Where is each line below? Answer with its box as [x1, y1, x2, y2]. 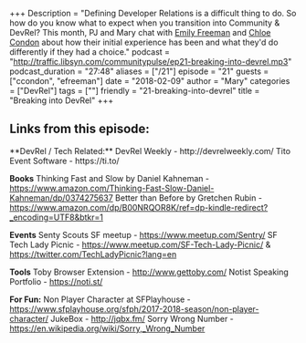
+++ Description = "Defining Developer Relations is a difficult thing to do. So [9, 8, 297, 18]
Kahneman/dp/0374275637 [9, 192, 114, 203]
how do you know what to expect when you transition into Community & [9, 17, 280, 28]
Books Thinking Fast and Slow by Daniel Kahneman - [9, 172, 210, 183]
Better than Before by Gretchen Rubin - [115, 192, 263, 203]
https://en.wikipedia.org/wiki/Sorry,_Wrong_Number [9, 323, 206, 334]
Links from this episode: [9, 121, 151, 137]
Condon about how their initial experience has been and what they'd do [9, 36, 279, 47]
